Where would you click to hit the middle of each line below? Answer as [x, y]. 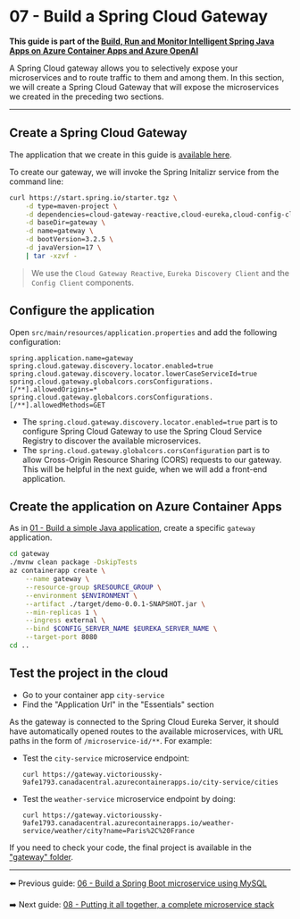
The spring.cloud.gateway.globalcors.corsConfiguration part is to [146, 450]
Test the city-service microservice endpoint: [106, 758]
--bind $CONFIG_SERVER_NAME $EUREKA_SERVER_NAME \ [121, 629]
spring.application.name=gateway [71, 358]
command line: [37, 181]
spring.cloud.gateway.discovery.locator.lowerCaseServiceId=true [133, 374]
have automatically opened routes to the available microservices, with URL [146, 731]
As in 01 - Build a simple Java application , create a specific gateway [133, 528]
